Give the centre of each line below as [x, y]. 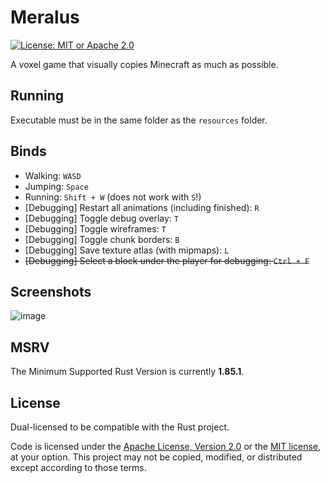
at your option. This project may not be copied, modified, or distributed [156, 457]
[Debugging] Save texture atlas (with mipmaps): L [127, 250]
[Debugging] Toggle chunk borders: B [102, 239]
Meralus [45, 17]
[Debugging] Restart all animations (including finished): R [142, 207]
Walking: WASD [53, 175]
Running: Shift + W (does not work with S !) [113, 197]
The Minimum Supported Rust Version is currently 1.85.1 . [127, 372]
